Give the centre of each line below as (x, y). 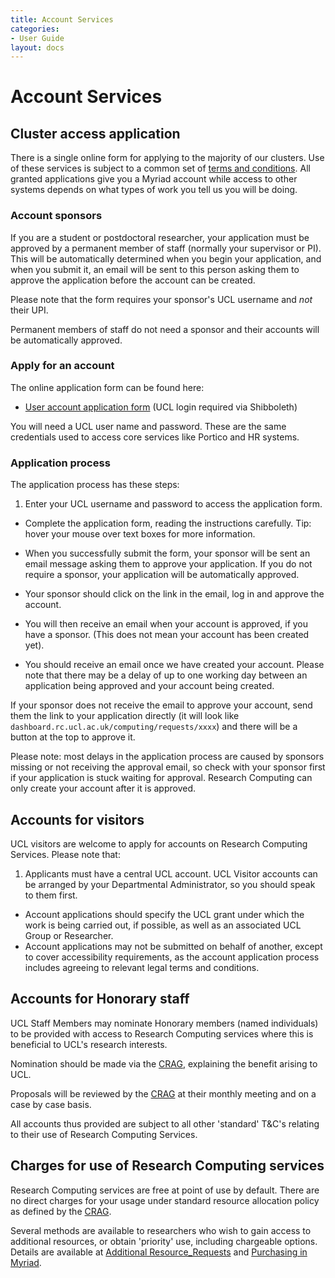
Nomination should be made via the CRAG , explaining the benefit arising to (164, 1063)
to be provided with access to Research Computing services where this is (162, 1033)
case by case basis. (51, 1104)
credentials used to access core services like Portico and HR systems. (155, 437)
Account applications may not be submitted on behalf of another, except (173, 946)
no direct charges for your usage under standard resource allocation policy (165, 1200)
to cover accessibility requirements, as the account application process (172, 957)
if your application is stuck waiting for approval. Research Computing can (161, 778)
